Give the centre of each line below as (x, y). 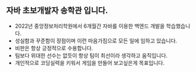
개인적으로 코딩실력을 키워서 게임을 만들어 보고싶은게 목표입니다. (90, 63)
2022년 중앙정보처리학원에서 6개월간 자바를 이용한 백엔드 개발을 (90, 26)
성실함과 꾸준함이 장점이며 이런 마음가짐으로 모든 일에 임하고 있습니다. (96, 41)
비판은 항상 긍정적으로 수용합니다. (54, 48)
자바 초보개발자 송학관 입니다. (57, 11)
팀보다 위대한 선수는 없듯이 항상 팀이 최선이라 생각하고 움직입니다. (91, 55)
